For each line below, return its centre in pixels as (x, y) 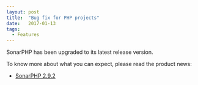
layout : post (23, 12)
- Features (26, 35)
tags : (13, 29)
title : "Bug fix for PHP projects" (53, 18)
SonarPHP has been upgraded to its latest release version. (80, 52)
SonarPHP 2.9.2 (35, 76)
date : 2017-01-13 (31, 23)
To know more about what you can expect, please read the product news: (99, 64)
